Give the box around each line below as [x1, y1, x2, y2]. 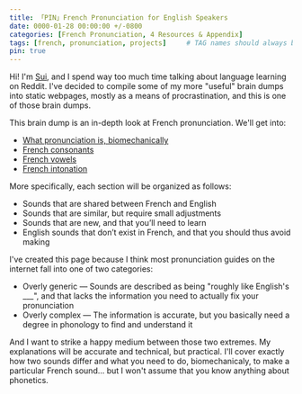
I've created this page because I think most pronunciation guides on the [9, 254, 276, 265]
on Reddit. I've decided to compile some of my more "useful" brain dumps [9, 81, 284, 92]
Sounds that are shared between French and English [22, 199, 218, 210]
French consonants [22, 145, 94, 156]
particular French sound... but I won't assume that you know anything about [9, 365, 289, 376]
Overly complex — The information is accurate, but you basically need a [22, 309, 290, 320]
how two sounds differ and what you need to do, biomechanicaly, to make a [9, 356, 290, 367]
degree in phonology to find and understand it [22, 319, 193, 330]
